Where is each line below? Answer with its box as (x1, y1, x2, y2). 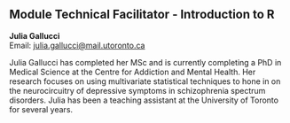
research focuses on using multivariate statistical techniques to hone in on (9, 75, 281, 87)
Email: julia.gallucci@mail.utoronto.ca (9, 40, 145, 50)
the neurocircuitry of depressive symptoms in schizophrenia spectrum (9, 85, 266, 96)
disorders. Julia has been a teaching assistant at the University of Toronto (9, 95, 279, 105)
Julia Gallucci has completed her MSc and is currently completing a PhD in (9, 57, 282, 67)
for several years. (9, 104, 74, 114)
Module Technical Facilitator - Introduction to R (9, 7, 275, 22)
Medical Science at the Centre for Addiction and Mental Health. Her (9, 66, 256, 77)
